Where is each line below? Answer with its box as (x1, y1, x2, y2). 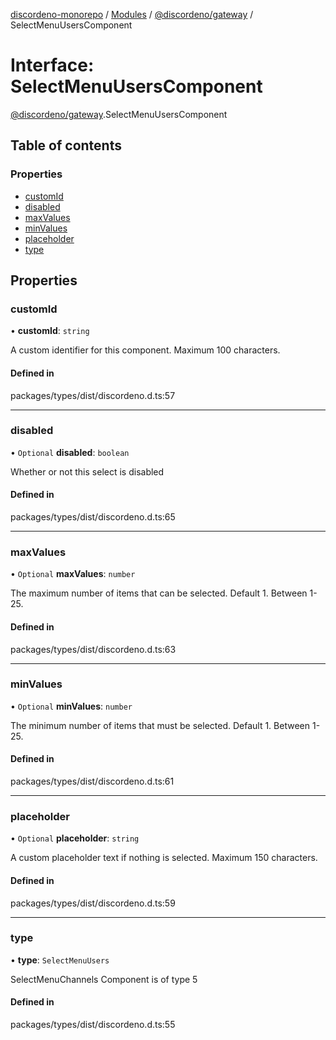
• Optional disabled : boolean (10, 446, 130, 458)
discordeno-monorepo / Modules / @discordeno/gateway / (10, 9, 254, 20)
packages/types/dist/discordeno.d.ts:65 (10, 511, 176, 523)
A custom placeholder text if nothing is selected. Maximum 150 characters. (10, 852, 318, 864)
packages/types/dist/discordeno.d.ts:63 (10, 643, 177, 655)
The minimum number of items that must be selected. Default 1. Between (10, 719, 310, 731)
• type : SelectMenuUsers (10, 954, 110, 966)
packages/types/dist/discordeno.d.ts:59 (10, 897, 176, 909)
